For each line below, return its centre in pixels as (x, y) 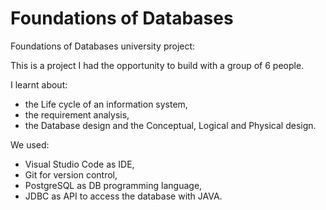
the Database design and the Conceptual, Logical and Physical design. (170, 125)
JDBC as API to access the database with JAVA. (123, 196)
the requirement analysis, (77, 114)
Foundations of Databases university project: (103, 46)
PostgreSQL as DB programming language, (113, 185)
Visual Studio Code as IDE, (79, 164)
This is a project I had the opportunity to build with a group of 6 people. (157, 65)
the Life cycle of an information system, (106, 104)
